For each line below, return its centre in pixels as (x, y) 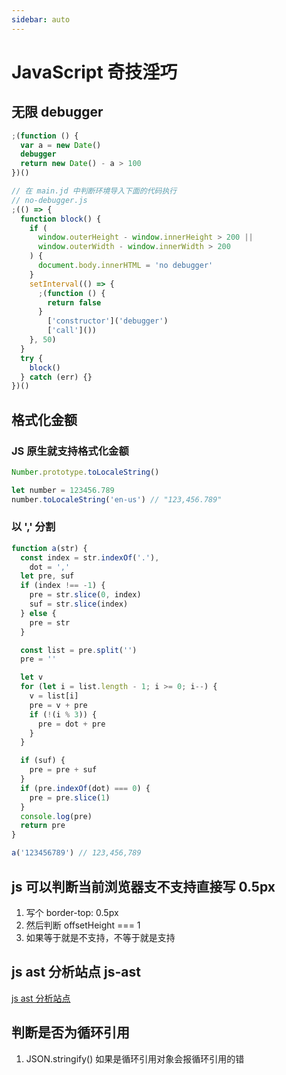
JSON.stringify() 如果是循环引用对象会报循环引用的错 (135, 1058)
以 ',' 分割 (33, 527)
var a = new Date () (61, 145)
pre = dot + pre (71, 724)
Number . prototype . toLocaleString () (85, 472)
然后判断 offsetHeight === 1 (83, 925)
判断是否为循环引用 (70, 1032)
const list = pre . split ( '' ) (79, 650)
